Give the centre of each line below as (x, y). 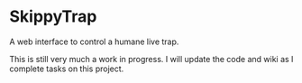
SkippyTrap (53, 17)
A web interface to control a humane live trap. (94, 41)
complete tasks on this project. (67, 69)
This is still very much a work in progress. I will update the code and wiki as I (151, 59)
